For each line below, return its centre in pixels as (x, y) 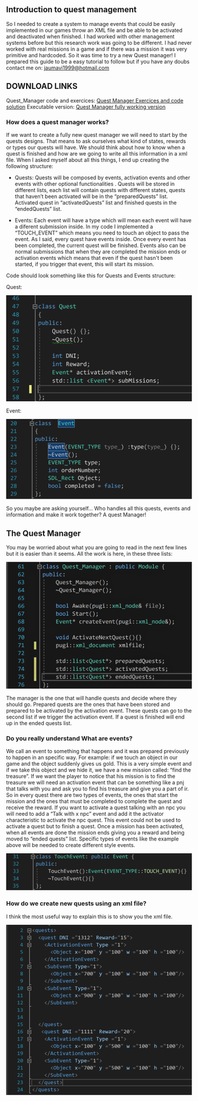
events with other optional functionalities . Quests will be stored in (95, 184)
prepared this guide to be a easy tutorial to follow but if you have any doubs (98, 61)
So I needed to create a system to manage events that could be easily (91, 24)
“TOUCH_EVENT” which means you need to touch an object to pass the (102, 233)
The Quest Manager (44, 533)
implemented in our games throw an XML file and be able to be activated (94, 30)
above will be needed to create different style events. (71, 845)
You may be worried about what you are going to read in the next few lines (97, 548)
